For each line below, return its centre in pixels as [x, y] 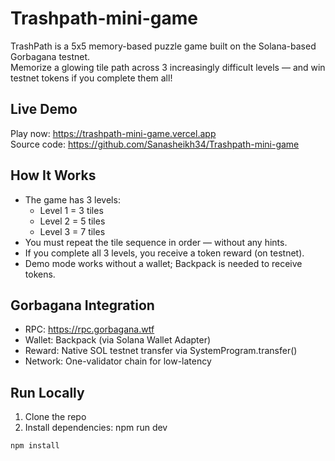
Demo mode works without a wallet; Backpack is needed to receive [163, 263]
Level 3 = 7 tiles [72, 231]
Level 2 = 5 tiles [72, 221]
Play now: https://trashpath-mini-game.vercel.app [113, 133]
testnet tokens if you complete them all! [91, 78]
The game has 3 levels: [72, 199]
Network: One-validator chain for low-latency [118, 361]
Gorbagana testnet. [50, 56]
